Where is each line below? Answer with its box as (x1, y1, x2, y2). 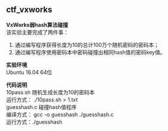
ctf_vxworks (6, 5, 52, 15)
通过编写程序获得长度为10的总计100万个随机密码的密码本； (14, 41, 159, 48)
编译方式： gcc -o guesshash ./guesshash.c (6, 111, 114, 118)
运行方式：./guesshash (6, 118, 62, 125)
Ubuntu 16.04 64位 (6, 68, 52, 76)
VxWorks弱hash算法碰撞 (6, 21, 68, 28)
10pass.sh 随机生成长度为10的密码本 (6, 88, 95, 95)
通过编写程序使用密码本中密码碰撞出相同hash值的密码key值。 (14, 49, 166, 56)
